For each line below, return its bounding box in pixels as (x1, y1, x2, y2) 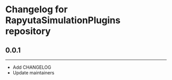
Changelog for (5, 4, 68, 15)
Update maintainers (12, 70, 55, 75)
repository (5, 26, 51, 37)
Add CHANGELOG (12, 64, 51, 70)
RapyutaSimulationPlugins (5, 14, 121, 26)
